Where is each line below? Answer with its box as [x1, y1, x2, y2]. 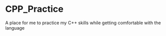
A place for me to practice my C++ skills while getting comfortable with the [5, 20, 161, 26]
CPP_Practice [5, 3, 64, 15]
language [5, 25, 25, 31]
